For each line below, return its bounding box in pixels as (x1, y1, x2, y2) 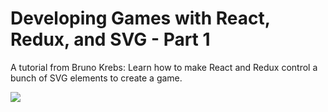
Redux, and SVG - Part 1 (10, 28, 211, 51)
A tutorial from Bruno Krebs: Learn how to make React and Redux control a (10, 61, 318, 73)
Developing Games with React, (10, 7, 271, 30)
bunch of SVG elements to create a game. (10, 72, 183, 84)
